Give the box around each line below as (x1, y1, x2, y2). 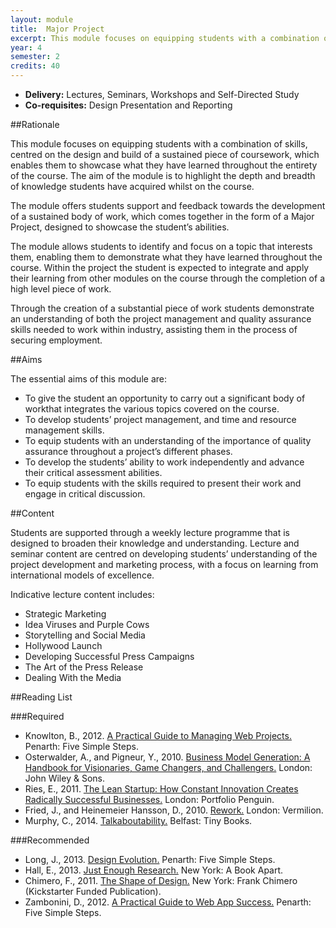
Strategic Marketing (24, 608, 107, 620)
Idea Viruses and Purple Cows (24, 619, 150, 630)
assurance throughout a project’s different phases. (24, 446, 233, 457)
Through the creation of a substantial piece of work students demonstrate (10, 302, 315, 314)
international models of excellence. (10, 569, 155, 581)
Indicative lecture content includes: (10, 589, 155, 600)
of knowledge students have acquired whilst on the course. (10, 181, 255, 192)
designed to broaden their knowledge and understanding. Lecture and (10, 537, 300, 549)
